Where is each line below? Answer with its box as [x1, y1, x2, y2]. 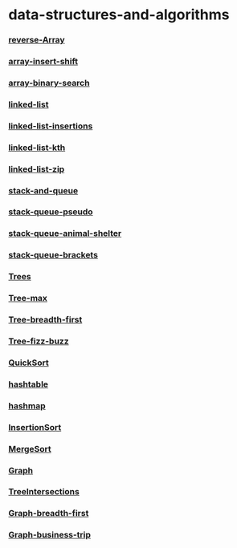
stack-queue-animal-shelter [8, 228, 122, 239]
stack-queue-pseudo [8, 206, 94, 217]
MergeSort [8, 443, 52, 454]
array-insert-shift [8, 56, 79, 67]
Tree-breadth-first [8, 315, 83, 326]
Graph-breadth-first [8, 508, 89, 519]
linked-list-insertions [8, 120, 93, 132]
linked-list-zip [8, 163, 65, 174]
